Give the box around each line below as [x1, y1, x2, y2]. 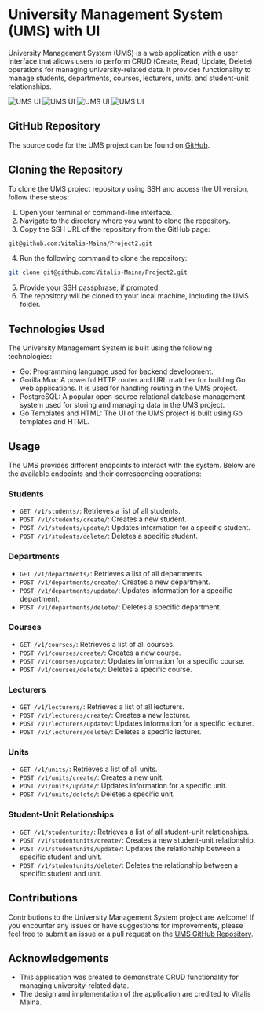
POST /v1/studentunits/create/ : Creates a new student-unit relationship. [19, 835, 256, 845]
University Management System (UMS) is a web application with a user [8, 48, 238, 57]
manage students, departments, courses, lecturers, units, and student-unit [8, 73, 249, 82]
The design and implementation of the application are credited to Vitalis [19, 989, 251, 999]
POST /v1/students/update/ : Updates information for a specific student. [19, 523, 251, 532]
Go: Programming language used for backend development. [19, 367, 214, 376]
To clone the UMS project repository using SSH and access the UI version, [8, 184, 249, 193]
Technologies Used [8, 322, 104, 335]
